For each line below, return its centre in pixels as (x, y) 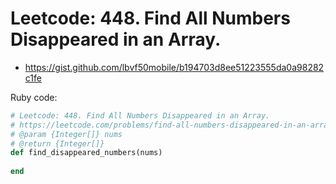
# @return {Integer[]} (57, 143)
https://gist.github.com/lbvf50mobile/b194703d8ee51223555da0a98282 (174, 67)
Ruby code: (34, 97)
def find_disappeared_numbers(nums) (86, 153)
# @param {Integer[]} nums (66, 134)
